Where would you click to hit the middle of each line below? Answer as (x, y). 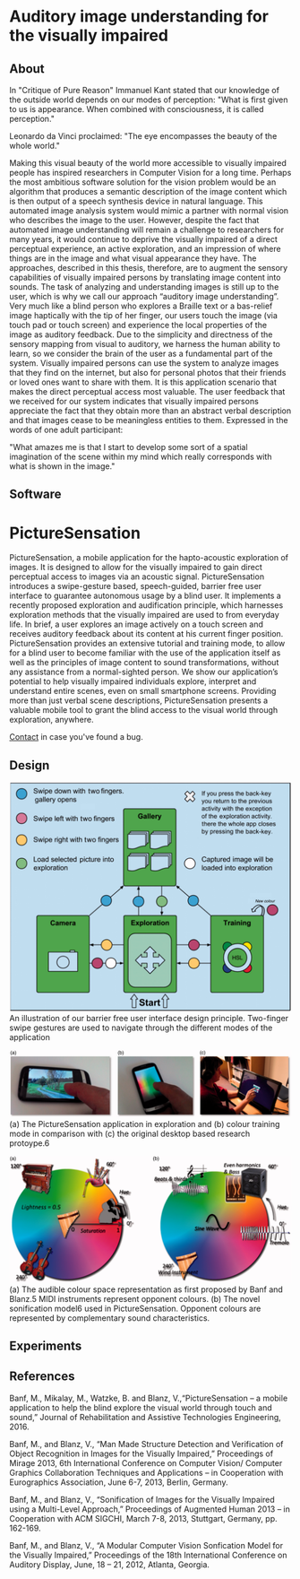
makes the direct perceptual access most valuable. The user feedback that (147, 391)
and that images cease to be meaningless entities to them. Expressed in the (149, 420)
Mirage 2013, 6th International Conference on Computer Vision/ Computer (146, 1462)
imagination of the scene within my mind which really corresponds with (141, 456)
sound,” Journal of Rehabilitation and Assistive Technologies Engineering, (146, 1417)
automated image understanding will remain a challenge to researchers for (147, 230)
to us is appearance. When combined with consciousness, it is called (137, 109)
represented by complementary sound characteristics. (110, 1318)
